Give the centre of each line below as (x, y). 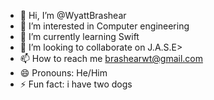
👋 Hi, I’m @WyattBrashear (73, 15)
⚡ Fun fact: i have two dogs (76, 84)
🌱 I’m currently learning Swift (79, 36)
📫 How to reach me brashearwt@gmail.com (111, 58)
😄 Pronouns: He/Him (63, 73)
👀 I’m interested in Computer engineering (104, 26)
